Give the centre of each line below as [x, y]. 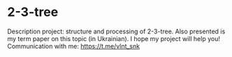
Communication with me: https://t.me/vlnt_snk [74, 46]
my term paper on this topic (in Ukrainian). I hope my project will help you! [114, 38]
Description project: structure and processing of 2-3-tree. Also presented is [116, 31]
